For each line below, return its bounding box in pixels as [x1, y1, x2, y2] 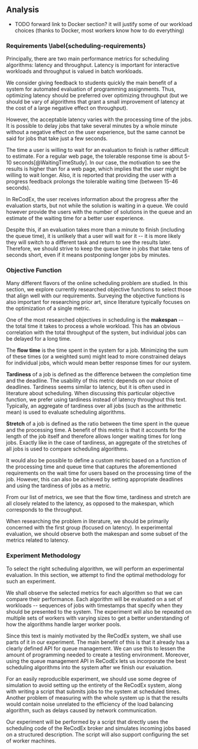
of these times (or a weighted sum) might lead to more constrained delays [6, 353, 186, 360]
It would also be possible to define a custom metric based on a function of [6, 457, 187, 464]
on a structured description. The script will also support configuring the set [6, 731, 189, 738]
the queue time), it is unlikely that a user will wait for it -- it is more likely [6, 233, 181, 240]
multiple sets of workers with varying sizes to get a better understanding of [6, 614, 189, 621]
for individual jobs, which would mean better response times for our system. [6, 359, 191, 367]
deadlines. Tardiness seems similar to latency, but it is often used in [6, 383, 170, 391]
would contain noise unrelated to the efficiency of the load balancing [6, 700, 173, 707]
